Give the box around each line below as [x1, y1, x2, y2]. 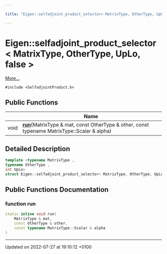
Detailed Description [5, 144, 71, 153]
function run [5, 200, 36, 207]
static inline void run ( [5, 212, 57, 217]
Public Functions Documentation [5, 185, 109, 194]
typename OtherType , [5, 162, 50, 167]
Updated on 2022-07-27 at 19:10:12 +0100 [5, 244, 92, 250]
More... [5, 75, 20, 81]
